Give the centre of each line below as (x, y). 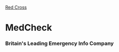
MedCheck (28, 28)
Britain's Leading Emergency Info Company (59, 43)
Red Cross (16, 7)
